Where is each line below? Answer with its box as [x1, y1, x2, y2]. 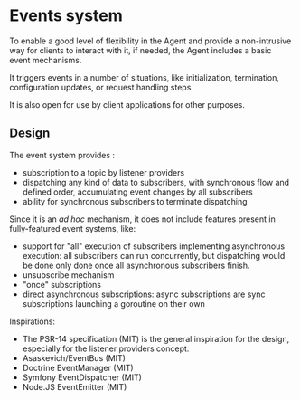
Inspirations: [9, 316, 56, 327]
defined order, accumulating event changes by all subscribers [22, 186, 253, 197]
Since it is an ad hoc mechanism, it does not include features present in [9, 214, 276, 224]
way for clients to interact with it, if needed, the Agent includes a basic [9, 44, 272, 55]
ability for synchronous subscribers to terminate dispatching [22, 195, 248, 206]
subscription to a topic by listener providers [22, 167, 185, 177]
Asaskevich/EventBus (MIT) [22, 352, 127, 363]
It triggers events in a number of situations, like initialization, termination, [9, 71, 280, 82]
